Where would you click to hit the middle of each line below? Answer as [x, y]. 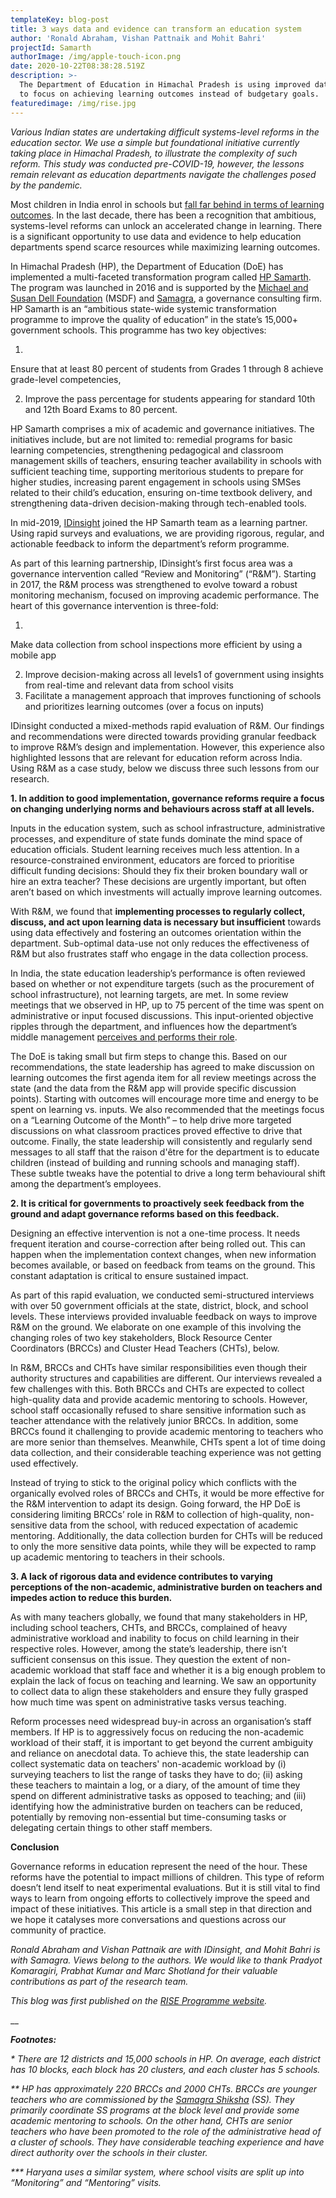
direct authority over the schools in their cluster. [109, 2152]
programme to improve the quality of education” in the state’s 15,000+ [154, 319]
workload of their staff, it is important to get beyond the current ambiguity [162, 1742]
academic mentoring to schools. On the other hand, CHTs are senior [151, 2120]
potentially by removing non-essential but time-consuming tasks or [148, 1817]
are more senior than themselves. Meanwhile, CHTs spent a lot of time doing [168, 1442]
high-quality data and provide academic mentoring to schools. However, [159, 1399]
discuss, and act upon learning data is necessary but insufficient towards [166, 922]
